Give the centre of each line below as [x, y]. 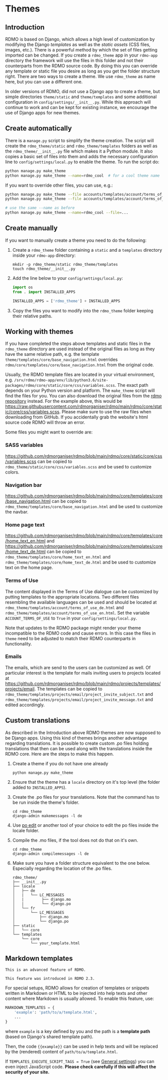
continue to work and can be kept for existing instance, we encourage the [81, 107]
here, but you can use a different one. [44, 82]
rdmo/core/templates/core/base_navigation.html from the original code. [79, 365]
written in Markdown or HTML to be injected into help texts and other [76, 993]
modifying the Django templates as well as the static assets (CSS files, [78, 45]
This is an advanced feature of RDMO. [45, 970]
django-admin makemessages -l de [47, 816]
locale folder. [26, 830]
